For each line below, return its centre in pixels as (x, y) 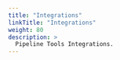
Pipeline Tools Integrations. (64, 44)
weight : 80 (26, 30)
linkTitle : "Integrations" (52, 23)
